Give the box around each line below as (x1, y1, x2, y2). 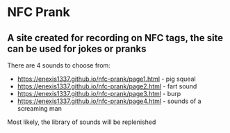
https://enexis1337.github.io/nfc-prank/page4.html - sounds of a (17, 97, 202, 105)
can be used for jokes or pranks (7, 42, 147, 54)
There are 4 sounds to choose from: (7, 61, 111, 70)
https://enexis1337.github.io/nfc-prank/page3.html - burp (17, 90, 181, 97)
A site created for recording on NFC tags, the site (7, 32, 224, 44)
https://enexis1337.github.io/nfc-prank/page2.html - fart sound (17, 82, 197, 91)
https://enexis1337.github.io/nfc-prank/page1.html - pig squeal (17, 75, 196, 83)
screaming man (17, 104, 63, 112)
